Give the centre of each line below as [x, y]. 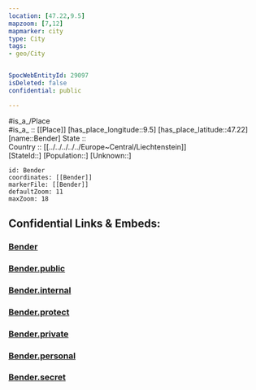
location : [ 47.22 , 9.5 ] [47, 16]
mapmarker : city [36, 31]
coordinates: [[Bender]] [50, 177]
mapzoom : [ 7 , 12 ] [36, 24]
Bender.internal [40, 290]
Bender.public [37, 268]
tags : [17, 46]
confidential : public [45, 90]
